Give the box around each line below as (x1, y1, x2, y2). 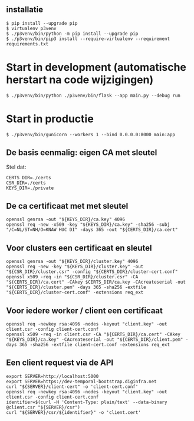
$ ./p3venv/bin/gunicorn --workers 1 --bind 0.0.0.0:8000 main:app (6, 131, 176, 137)
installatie (6, 5, 43, 15)
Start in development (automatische (6, 61, 187, 74)
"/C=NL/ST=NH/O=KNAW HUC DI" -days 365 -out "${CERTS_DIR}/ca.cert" (6, 227, 178, 233)
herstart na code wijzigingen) (6, 73, 154, 86)
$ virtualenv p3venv (6, 25, 57, 31)
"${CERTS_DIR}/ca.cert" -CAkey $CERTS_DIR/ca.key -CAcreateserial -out (6, 279, 186, 285)
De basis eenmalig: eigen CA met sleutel (6, 147, 157, 158)
